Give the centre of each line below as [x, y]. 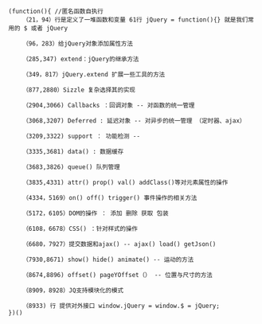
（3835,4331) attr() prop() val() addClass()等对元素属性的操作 [125, 182]
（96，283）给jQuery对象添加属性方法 [78, 44]
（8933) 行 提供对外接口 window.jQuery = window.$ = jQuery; [121, 306]
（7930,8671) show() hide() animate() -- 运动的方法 [108, 260]
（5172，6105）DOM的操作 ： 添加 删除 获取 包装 [96, 213]
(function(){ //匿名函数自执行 [56, 11]
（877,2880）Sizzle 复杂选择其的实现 [79, 90]
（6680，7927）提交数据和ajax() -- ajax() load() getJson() [119, 244]
